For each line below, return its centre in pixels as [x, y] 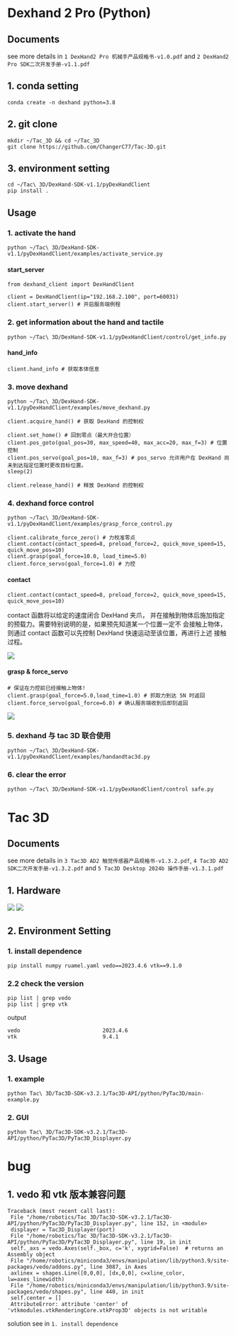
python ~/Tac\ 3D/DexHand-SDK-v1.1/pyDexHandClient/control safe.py [111, 789]
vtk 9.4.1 [63, 1037]
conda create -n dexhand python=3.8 [61, 102]
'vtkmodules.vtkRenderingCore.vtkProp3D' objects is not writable [107, 1311]
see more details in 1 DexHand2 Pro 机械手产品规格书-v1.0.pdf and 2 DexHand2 [118, 56]
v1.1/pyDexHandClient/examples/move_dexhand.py [79, 408]
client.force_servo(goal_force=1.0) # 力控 [72, 564]
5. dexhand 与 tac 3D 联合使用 [59, 735]
